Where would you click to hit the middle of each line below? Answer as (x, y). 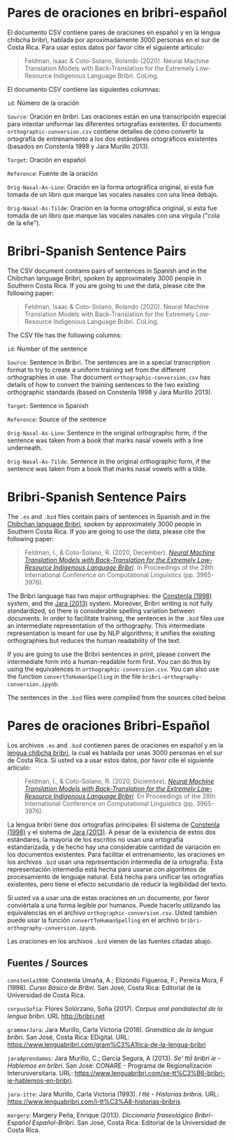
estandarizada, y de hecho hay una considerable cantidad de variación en (114, 847)
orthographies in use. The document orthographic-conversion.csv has (109, 377)
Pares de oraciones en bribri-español (117, 13)
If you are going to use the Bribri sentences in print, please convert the (109, 654)
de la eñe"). (24, 223)
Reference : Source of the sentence (57, 419)
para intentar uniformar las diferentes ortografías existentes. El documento (115, 123)
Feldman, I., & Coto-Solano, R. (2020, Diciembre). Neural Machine (119, 781)
